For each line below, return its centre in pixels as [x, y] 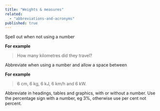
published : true [21, 23]
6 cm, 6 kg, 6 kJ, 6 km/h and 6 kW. [52, 84]
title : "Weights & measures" [34, 9]
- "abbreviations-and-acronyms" [42, 18]
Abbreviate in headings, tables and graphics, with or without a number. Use [80, 93]
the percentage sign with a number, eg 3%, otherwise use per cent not [76, 98]
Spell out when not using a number [40, 37]
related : [14, 14]
